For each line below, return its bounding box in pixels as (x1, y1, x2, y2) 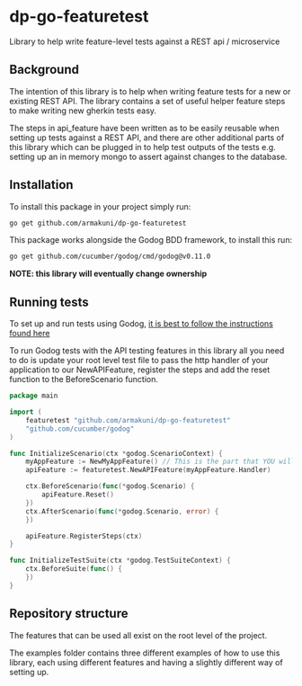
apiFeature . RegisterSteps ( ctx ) (25, 531, 143, 540)
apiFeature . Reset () (41, 490, 115, 499)
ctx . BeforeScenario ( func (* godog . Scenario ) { (25, 482, 195, 491)
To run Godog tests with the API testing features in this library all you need (9, 345, 285, 356)
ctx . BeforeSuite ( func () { (25, 565, 123, 574)
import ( (9, 407, 42, 416)
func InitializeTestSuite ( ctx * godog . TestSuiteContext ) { (9, 556, 231, 566)
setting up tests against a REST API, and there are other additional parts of (9, 132, 285, 143)
